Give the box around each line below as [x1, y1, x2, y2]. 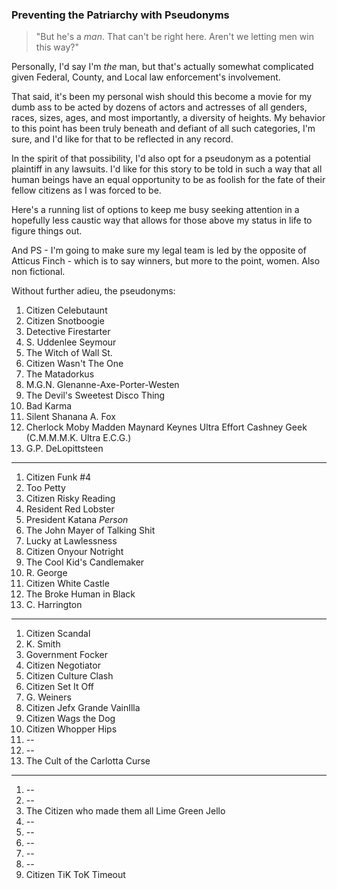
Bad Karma [25, 400, 73, 412]
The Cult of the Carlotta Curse [25, 755, 151, 767]
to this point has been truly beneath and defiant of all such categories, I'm [11, 123, 316, 135]
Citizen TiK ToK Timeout [25, 869, 126, 881]
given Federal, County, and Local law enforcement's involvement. [11, 71, 281, 83]
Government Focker [25, 649, 109, 661]
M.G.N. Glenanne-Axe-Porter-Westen [25, 379, 180, 391]
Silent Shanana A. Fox [25, 411, 116, 423]
